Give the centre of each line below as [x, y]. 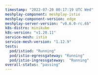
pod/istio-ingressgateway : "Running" [49, 60]
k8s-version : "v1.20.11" [31, 33]
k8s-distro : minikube [27, 28]
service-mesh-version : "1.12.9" [38, 42]
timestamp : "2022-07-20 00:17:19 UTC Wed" [49, 10]
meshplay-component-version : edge [41, 19]
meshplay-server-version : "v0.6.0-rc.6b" [48, 23]
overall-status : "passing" [33, 65]
